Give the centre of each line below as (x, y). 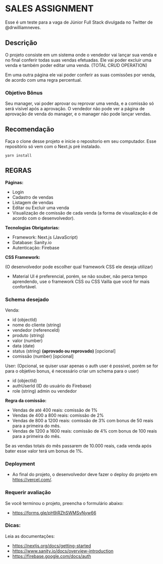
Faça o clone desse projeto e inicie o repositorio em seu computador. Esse (81, 141)
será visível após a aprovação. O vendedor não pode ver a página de (75, 109)
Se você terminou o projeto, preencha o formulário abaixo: (65, 503)
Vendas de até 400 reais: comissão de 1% (55, 410)
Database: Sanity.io (32, 242)
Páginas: (14, 182)
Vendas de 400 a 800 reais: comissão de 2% (58, 415)
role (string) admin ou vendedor (45, 391)
